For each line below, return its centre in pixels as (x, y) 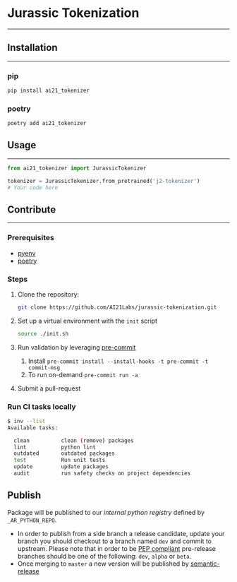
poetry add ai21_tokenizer (47, 124)
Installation (32, 48)
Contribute (32, 209)
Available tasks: (33, 428)
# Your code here (33, 188)
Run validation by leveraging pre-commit (77, 347)
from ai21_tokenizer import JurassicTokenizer (77, 168)
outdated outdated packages (64, 453)
